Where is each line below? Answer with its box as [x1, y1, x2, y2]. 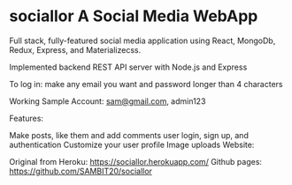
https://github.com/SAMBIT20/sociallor [9, 166, 153, 176]
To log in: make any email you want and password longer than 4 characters [9, 78, 283, 89]
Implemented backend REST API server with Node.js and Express [9, 62, 248, 72]
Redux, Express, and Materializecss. [9, 44, 142, 55]
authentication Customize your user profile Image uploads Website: [9, 139, 255, 150]
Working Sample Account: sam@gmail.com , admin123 [9, 95, 206, 107]
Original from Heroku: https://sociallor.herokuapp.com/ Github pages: [9, 156, 263, 166]
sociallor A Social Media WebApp [9, 6, 258, 26]
